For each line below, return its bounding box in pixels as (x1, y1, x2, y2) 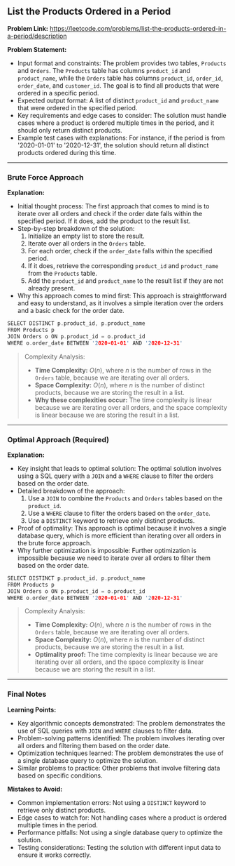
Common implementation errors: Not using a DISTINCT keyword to (17, 798, 206, 806)
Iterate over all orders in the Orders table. (27, 239, 146, 248)
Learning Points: (7, 705, 57, 714)
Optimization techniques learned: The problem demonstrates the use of (17, 749, 224, 757)
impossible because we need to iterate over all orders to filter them (17, 554, 211, 562)
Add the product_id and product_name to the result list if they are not (27, 277, 224, 285)
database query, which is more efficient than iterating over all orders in (17, 531, 222, 540)
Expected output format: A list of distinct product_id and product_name (17, 96, 219, 105)
